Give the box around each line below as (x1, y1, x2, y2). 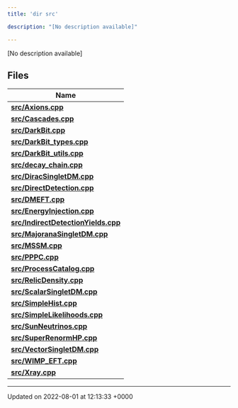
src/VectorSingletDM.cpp (11, 345, 99, 355)
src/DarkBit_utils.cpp (11, 148, 84, 158)
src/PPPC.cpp (11, 253, 59, 263)
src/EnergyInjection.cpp (11, 206, 94, 216)
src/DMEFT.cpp (11, 194, 65, 204)
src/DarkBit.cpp (11, 126, 66, 136)
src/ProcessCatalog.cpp (11, 264, 95, 274)
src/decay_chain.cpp (11, 160, 83, 170)
